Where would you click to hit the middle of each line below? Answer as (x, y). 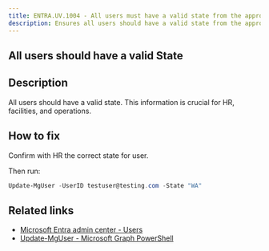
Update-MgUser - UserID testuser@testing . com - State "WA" (105, 185)
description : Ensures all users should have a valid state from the (125, 23)
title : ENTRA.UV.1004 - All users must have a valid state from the (125, 16)
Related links (41, 211)
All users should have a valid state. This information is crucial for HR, (121, 102)
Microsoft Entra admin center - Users (81, 230)
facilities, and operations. (50, 111)
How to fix (34, 136)
